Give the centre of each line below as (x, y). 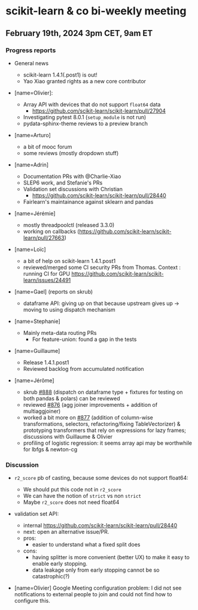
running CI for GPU (46, 273)
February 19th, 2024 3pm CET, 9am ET (79, 33)
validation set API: (36, 514)
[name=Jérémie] (35, 213)
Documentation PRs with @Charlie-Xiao (72, 176)
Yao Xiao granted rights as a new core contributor (85, 81)
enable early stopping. (60, 564)
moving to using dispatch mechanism (69, 309)
